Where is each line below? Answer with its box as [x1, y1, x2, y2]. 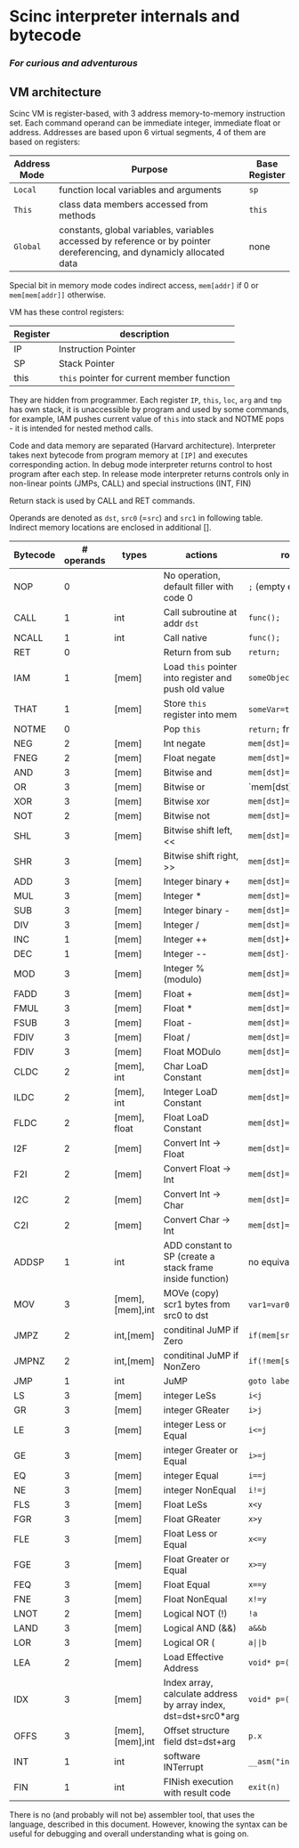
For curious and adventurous [9, 57, 138, 69]
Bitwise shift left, [163, 823, 233, 836]
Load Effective [163, 1650, 224, 1663]
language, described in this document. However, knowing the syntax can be [9, 1819, 287, 1829]
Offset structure [163, 1724, 230, 1737]
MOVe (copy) [163, 1286, 220, 1299]
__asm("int [247, 1756, 295, 1766]
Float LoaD [163, 1111, 209, 1123]
